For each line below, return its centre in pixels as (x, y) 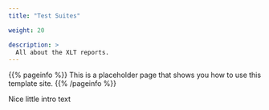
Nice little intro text (39, 99)
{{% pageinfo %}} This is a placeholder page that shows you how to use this (135, 75)
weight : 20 (26, 30)
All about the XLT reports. (63, 52)
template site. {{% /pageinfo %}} (63, 84)
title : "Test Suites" (45, 16)
